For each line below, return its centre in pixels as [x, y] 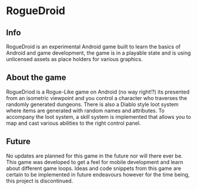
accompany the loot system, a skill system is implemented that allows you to [98, 116]
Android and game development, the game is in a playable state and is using [98, 53]
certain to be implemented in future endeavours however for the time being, [98, 174]
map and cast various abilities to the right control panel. [74, 123]
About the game [36, 78]
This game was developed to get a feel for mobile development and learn [95, 162]
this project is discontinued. [40, 181]
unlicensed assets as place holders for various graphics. [74, 59]
